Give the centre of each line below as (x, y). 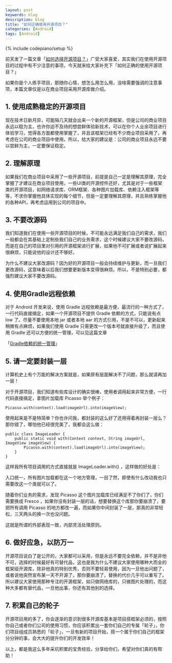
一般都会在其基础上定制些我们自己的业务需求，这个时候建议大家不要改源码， (86, 240)
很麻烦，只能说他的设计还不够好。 (41, 252)
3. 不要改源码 (26, 220)
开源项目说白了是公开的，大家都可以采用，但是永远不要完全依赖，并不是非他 (86, 555)
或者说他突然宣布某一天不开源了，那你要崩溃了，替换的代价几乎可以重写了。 (86, 575)
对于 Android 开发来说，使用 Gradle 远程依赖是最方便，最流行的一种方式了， (86, 307)
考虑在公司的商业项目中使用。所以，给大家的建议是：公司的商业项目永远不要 (86, 139)
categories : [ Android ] (29, 29)
